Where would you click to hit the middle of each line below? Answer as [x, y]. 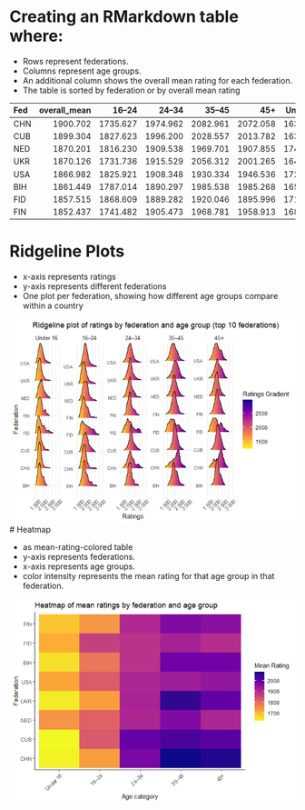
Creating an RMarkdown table [124, 17]
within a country [53, 305]
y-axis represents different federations [94, 286]
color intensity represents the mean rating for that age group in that [148, 575]
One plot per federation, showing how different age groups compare [150, 295]
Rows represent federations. [75, 61]
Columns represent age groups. [82, 71]
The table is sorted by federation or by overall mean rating [131, 90]
